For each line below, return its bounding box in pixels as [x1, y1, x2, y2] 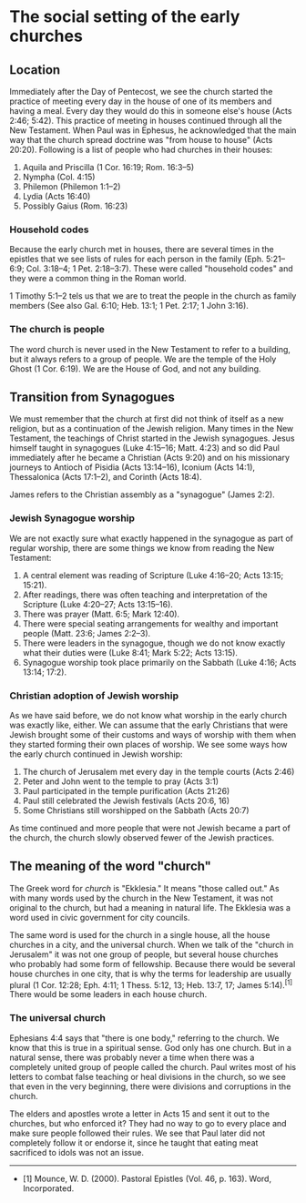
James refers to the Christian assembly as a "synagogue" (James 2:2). [9, 489, 275, 500]
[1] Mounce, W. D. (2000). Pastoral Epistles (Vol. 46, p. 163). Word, [22, 1173, 271, 1184]
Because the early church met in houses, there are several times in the [9, 244, 275, 255]
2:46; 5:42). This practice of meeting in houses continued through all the [9, 116, 282, 126]
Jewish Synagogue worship [9, 512, 135, 525]
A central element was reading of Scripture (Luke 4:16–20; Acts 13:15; [22, 569, 284, 580]
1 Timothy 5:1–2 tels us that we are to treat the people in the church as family [9, 291, 297, 301]
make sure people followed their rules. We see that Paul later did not [9, 1127, 266, 1138]
